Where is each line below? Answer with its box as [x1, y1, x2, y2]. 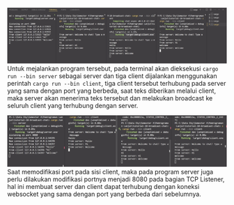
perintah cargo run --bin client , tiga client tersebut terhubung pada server [7, 79, 226, 88]
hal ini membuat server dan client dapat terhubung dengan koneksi [7, 183, 200, 191]
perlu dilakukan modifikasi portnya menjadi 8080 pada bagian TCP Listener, [7, 175, 225, 183]
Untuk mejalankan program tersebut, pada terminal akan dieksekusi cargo [7, 64, 219, 73]
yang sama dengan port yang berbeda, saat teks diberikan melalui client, [7, 86, 217, 95]
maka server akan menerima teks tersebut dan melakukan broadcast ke [7, 94, 213, 102]
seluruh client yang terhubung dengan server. [7, 102, 139, 110]
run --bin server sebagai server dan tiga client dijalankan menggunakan [7, 72, 217, 80]
